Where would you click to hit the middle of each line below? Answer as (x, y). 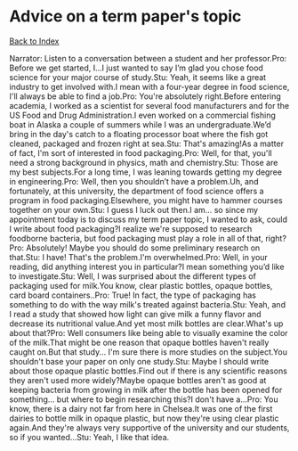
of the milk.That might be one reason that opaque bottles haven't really (139, 342)
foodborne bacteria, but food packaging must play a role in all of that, (137, 238)
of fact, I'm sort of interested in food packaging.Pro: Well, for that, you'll (141, 152)
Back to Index (34, 41)
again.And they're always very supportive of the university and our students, (149, 427)
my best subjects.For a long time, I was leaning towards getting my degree (146, 172)
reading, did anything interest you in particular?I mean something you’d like (147, 266)
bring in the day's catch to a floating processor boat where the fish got (139, 134)
